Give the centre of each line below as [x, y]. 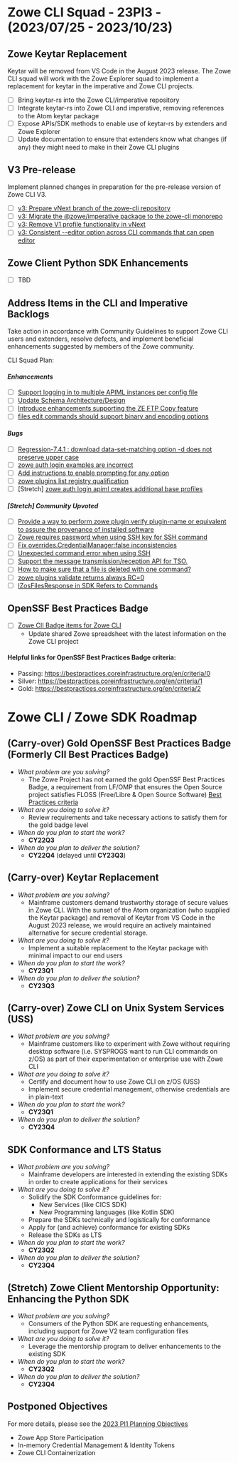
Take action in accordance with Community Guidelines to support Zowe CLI [118, 331]
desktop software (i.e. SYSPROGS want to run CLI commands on [123, 1052]
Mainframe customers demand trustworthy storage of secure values [128, 902]
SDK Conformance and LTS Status [85, 1150]
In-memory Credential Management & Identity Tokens [96, 1445]
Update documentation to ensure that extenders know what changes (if [122, 139]
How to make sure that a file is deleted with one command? [104, 569]
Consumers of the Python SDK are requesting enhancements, [119, 1324]
